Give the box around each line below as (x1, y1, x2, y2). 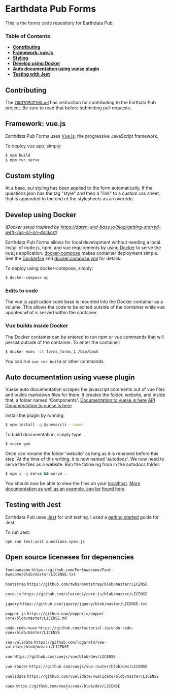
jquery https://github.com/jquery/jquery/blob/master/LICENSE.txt (5, 601, 148, 607)
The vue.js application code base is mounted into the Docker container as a (5, 298, 163, 305)
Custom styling (5, 171, 55, 180)
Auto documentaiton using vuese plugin (12, 66, 99, 72)
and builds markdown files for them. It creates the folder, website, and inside (5, 392, 165, 398)
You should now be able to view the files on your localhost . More (5, 480, 141, 487)
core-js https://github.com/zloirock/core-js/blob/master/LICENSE (5, 591, 148, 596)
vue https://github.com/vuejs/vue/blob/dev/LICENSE (5, 654, 116, 659)
